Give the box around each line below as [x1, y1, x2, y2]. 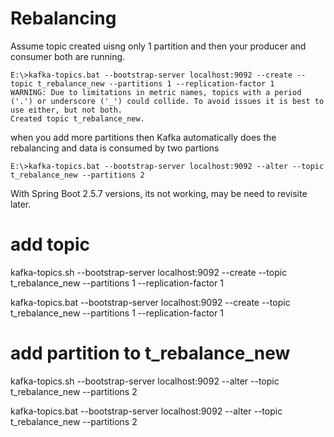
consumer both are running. [10, 50, 126, 62]
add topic [10, 233, 91, 256]
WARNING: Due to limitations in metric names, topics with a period [10, 87, 302, 97]
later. [10, 198, 32, 210]
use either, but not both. [10, 105, 123, 115]
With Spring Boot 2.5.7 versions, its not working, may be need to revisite [10, 187, 308, 199]
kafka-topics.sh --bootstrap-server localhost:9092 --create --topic [10, 266, 288, 278]
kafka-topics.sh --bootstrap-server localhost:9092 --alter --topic [10, 375, 280, 387]
